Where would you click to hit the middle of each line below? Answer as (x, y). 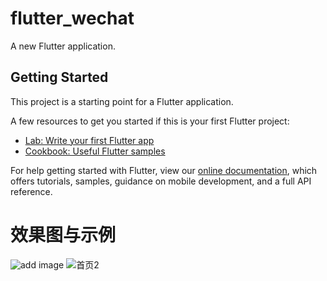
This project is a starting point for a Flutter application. (122, 101)
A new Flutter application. (63, 46)
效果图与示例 (63, 234)
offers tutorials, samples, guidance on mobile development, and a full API (161, 181)
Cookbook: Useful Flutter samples (95, 151)
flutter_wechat (72, 18)
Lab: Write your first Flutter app (89, 140)
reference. (31, 191)
